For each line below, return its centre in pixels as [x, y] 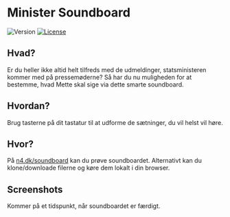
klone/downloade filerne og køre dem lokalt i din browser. [89, 168]
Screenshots [35, 189]
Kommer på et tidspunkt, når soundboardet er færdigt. [84, 206]
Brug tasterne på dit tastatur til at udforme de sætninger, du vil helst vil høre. [115, 122]
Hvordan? [28, 106]
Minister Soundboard [69, 13]
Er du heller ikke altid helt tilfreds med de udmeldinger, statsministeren [107, 69]
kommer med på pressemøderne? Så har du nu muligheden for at [100, 77]
